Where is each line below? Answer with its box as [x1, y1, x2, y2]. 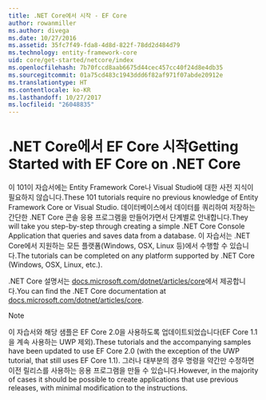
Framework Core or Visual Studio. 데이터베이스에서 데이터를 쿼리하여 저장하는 [8, 203, 256, 212]
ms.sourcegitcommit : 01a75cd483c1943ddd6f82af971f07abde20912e [8, 71, 224, 79]
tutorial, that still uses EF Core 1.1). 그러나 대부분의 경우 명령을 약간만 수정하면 [8, 356, 255, 366]
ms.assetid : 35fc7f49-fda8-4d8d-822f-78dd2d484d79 [8, 42, 181, 50]
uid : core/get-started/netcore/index [8, 57, 134, 65]
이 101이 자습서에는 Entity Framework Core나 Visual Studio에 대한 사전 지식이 [8, 183, 254, 192]
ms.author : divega [8, 26, 69, 34]
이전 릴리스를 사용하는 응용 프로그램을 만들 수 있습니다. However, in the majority [8, 366, 259, 375]
